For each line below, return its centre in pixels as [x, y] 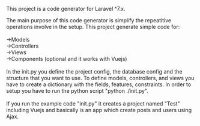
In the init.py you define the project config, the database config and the [94, 71]
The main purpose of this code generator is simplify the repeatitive [89, 20]
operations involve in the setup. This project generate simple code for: [93, 27]
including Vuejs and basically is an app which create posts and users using [99, 110]
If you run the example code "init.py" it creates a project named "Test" [93, 104]
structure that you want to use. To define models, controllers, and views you [100, 78]
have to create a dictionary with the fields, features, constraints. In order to [99, 84]
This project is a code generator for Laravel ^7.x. [66, 9]
